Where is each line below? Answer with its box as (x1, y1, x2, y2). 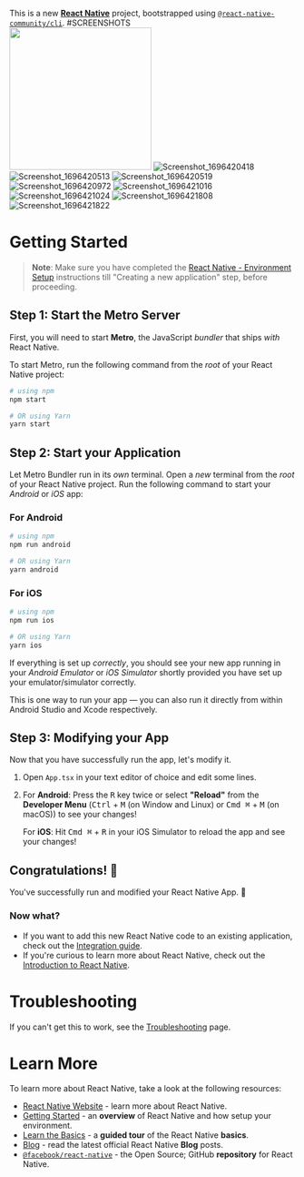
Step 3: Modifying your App (9, 730, 170, 746)
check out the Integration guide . (22, 939, 142, 950)
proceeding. (31, 281, 77, 292)
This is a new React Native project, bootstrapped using (9, 8, 216, 18)
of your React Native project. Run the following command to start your (9, 479, 271, 490)
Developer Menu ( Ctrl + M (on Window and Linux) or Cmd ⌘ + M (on (22, 799, 279, 810)
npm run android (9, 541, 71, 550)
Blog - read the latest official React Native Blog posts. (22, 1140, 224, 1151)
